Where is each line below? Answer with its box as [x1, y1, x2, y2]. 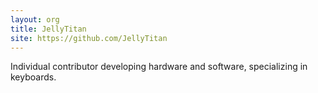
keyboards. [10, 71, 57, 83]
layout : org [10, 14, 60, 25]
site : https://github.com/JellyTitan [10, 33, 168, 43]
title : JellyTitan [10, 24, 87, 34]
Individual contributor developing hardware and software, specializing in [10, 61, 308, 73]
